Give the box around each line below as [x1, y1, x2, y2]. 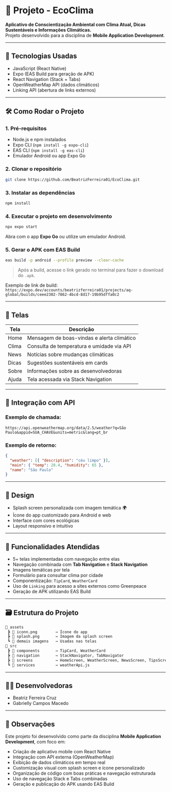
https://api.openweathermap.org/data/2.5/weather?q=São [5, 425, 126, 430]
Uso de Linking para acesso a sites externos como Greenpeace [12, 583, 147, 589]
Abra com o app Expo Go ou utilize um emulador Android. [5, 233, 126, 239]
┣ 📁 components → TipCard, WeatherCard [7, 648, 106, 653]
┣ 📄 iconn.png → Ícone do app [7, 629, 88, 635]
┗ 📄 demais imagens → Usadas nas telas [7, 639, 97, 644]
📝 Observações [5, 720, 55, 728]
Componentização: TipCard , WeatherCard [12, 578, 98, 584]
